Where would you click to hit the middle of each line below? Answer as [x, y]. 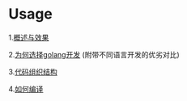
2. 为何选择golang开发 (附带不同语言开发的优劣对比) [94, 54]
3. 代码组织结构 [33, 72]
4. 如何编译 [26, 89]
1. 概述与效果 [29, 37]
